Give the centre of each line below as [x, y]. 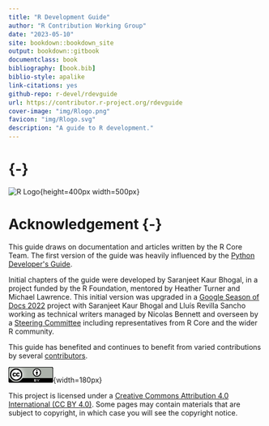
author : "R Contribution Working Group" [78, 26]
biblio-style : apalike [47, 77]
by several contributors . [48, 356]
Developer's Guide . [41, 264]
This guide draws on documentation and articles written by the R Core [126, 246]
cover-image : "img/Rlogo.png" [60, 111]
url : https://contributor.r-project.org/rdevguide [96, 102]
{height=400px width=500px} [90, 191]
